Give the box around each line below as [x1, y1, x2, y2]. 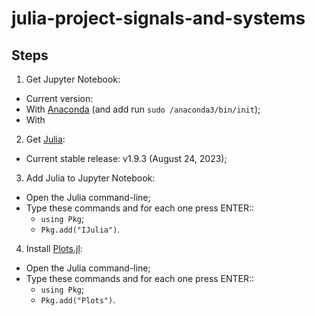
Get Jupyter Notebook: [25, 73, 121, 85]
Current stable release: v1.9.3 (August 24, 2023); [25, 153, 228, 164]
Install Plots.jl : [25, 243, 83, 254]
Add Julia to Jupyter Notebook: [25, 172, 156, 184]
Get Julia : [25, 133, 66, 145]
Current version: [25, 93, 94, 104]
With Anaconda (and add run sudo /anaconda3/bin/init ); [25, 103, 261, 115]
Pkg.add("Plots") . [40, 294, 116, 306]
